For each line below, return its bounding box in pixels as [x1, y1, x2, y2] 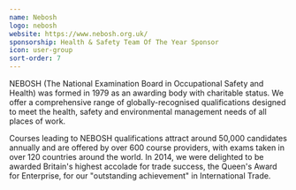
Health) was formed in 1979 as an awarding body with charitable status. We [9, 87, 285, 98]
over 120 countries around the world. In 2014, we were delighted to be [9, 152, 264, 162]
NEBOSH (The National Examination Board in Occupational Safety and [9, 79, 264, 88]
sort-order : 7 [9, 54, 62, 63]
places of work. [9, 116, 66, 126]
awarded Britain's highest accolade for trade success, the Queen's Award [9, 161, 277, 171]
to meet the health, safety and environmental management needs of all [9, 107, 267, 117]
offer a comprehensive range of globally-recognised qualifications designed [9, 97, 286, 107]
